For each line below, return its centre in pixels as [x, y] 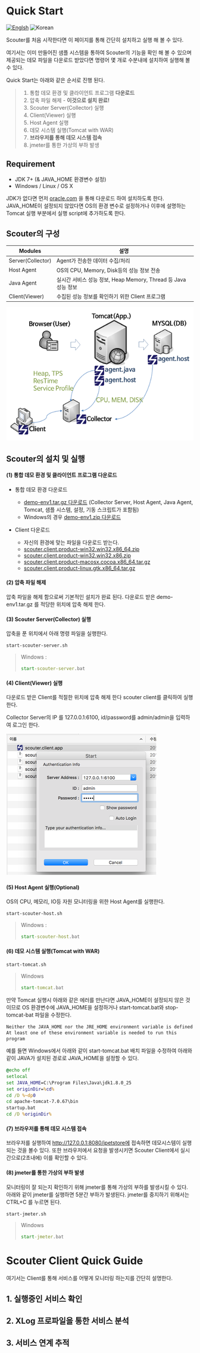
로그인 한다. [26, 725]
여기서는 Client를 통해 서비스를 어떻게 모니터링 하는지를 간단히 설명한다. [90, 1278]
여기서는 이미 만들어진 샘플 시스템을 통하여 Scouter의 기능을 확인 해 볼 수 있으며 [99, 52]
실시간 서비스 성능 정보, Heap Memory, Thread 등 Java [121, 279]
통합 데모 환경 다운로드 [41, 489]
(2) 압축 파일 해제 [26, 582]
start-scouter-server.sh [37, 645]
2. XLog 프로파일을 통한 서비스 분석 [68, 1320]
